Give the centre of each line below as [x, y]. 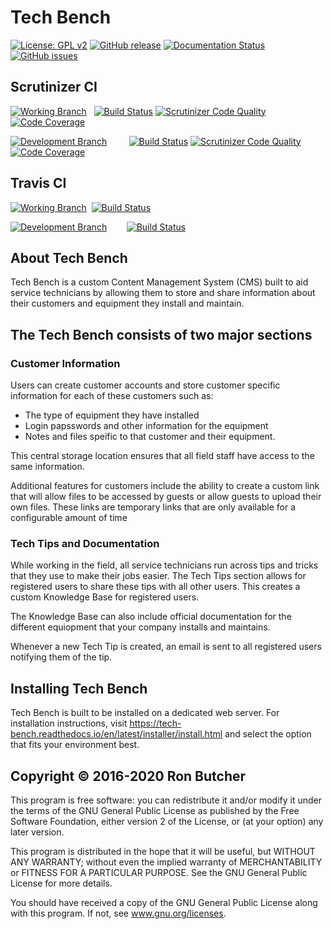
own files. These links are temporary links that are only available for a [153, 507]
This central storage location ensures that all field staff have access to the [162, 456]
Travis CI [38, 183]
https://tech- [155, 723]
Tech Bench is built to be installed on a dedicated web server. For [145, 713]
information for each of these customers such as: [112, 396]
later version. [37, 832]
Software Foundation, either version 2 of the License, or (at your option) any [167, 821]
